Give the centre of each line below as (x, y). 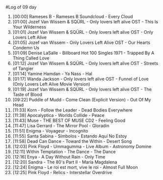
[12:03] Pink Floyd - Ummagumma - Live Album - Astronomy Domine (82, 146)
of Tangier (23, 68)
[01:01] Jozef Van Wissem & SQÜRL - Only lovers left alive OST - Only (83, 32)
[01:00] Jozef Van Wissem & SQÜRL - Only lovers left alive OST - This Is (85, 22)
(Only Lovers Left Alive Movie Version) (51, 84)
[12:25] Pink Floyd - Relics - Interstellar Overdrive (62, 172)
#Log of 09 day (21, 7)
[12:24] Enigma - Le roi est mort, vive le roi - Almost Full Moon (75, 167)
